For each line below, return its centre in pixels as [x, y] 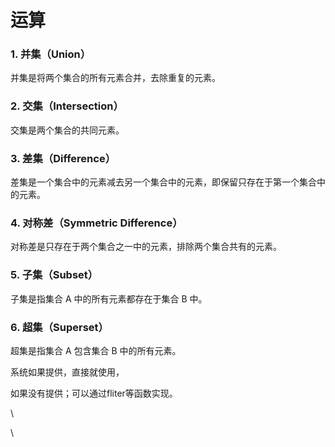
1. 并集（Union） [51, 54]
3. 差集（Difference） [63, 158]
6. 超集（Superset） [59, 327]
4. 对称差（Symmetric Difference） [96, 223]
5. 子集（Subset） [54, 275]
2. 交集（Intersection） [67, 106]
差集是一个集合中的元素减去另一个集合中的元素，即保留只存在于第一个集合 [163, 182]
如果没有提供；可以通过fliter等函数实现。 [94, 393]
